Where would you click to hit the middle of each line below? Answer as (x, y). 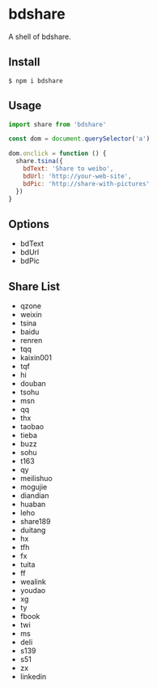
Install (24, 62)
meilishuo (36, 479)
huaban (33, 505)
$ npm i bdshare (36, 81)
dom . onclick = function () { (57, 154)
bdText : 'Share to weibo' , (68, 169)
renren (31, 341)
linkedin (33, 677)
